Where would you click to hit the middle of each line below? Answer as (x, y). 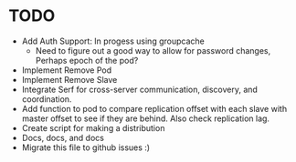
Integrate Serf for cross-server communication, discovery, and (139, 89)
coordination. (47, 99)
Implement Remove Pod (67, 70)
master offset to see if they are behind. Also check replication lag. (146, 118)
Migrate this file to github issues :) (86, 147)
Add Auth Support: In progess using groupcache (113, 41)
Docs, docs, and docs (63, 137)
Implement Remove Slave (69, 79)
